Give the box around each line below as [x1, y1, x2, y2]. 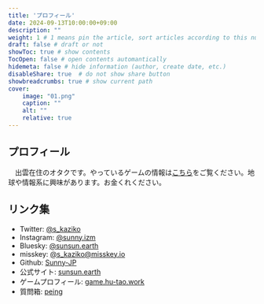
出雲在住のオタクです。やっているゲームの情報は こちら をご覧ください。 [14, 167, 248, 177]
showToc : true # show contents [8, 48, 111, 56]
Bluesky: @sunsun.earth [19, 241, 99, 250]
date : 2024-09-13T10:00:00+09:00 [8, 19, 118, 27]
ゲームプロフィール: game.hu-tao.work [19, 276, 145, 286]
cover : [8, 84, 30, 93]
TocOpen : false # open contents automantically [8, 56, 167, 64]
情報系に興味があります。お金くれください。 [21, 177, 167, 187]
